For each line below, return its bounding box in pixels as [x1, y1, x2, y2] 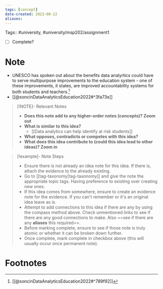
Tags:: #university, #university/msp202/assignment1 [5, 30, 110, 36]
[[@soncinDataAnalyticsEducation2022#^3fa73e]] [12, 94, 113, 100]
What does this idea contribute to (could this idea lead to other [24, 139, 153, 145]
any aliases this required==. [24, 220, 81, 226]
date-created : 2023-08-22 [5, 12, 57, 17]
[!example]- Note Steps [16, 154, 64, 159]
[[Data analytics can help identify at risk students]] [31, 129, 133, 135]
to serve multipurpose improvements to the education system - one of [12, 77, 153, 83]
